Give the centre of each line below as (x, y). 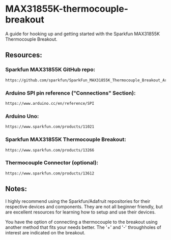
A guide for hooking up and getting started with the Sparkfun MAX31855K (83, 34)
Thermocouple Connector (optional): (52, 163)
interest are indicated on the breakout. (45, 232)
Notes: (16, 189)
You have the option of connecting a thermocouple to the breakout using (81, 222)
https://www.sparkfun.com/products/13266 (50, 150)
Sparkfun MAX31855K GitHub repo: (50, 70)
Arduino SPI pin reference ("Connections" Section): (70, 93)
